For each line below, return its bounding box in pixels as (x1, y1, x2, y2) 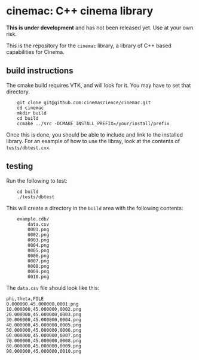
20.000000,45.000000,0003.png (6, 311, 82, 317)
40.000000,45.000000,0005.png (6, 322, 82, 328)
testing (6, 161, 33, 171)
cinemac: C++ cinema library (6, 4, 154, 18)
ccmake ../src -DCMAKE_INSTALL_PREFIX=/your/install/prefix (17, 120, 170, 126)
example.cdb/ (17, 216, 50, 222)
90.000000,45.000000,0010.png (6, 348, 82, 354)
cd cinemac (17, 105, 44, 111)
